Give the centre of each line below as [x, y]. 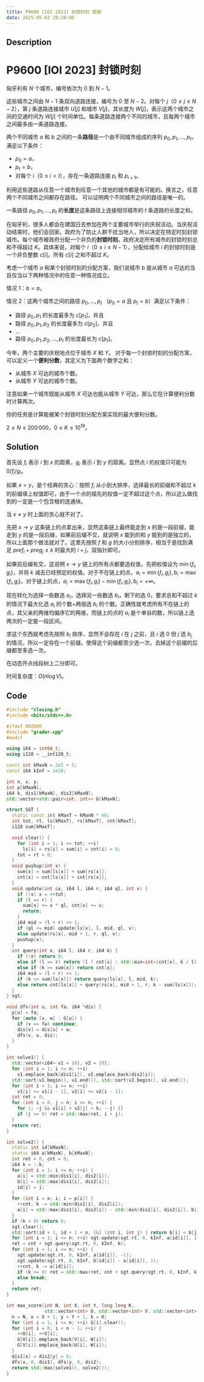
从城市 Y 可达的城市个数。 [48, 381]
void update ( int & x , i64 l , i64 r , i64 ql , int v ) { [80, 888]
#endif [15, 738]
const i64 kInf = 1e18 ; [36, 771]
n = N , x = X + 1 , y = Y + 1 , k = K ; [59, 1317]
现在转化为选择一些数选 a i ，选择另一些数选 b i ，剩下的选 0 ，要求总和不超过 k [102, 596]
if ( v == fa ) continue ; [47, 1024]
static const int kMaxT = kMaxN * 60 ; [61, 815]
